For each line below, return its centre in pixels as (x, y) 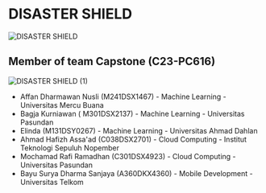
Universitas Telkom (52, 182)
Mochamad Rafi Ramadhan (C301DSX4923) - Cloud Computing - (128, 156)
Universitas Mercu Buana (62, 105)
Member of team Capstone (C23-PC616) (112, 62)
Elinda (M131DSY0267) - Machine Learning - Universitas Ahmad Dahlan (139, 130)
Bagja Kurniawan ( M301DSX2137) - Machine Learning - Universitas (132, 113)
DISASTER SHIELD (71, 14)
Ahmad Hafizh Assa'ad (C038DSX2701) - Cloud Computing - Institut (133, 139)
